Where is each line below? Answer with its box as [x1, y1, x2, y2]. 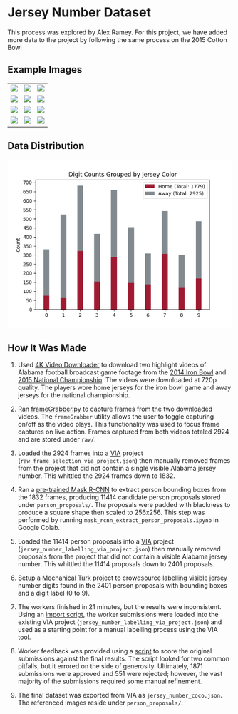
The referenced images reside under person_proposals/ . [17, 698, 183, 707]
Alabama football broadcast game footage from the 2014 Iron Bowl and [17, 368, 227, 377]
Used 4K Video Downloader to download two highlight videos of [17, 361, 207, 369]
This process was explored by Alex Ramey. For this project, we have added [7, 28, 228, 36]
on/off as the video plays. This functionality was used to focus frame [17, 420, 219, 429]
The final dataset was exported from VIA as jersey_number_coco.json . [17, 691, 222, 700]
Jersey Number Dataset [7, 4, 152, 21]
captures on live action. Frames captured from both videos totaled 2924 [17, 427, 229, 436]
